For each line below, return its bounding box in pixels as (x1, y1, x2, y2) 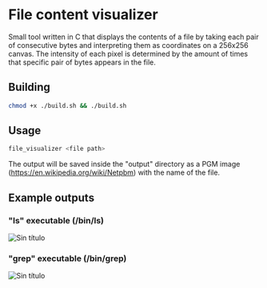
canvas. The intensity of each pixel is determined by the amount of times (8, 49, 249, 58)
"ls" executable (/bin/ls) (8, 215, 105, 226)
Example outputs (8, 191, 94, 204)
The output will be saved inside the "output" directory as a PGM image (8, 160, 241, 169)
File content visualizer (8, 6, 158, 24)
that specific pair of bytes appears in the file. (8, 57, 156, 67)
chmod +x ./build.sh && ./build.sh (8, 101, 127, 109)
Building (8, 81, 50, 94)
